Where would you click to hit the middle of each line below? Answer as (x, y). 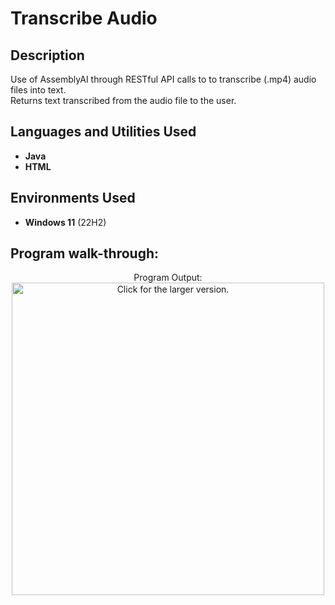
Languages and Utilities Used (103, 132)
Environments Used (73, 198)
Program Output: (168, 278)
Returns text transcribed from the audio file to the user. (123, 100)
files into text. (38, 90)
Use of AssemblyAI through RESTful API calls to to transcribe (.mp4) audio (163, 79)
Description (47, 55)
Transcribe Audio (84, 18)
